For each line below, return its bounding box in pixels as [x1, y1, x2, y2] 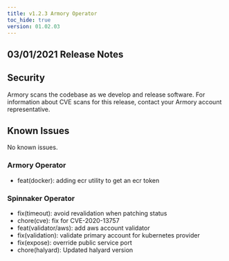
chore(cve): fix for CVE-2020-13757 [17, 216, 120, 224]
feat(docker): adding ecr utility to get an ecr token [17, 176, 160, 184]
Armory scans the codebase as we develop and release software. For [7, 90, 205, 99]
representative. [7, 105, 51, 113]
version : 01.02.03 [7, 23, 60, 30]
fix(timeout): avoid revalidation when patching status [17, 209, 167, 217]
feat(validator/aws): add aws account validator [17, 224, 150, 232]
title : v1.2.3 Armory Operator [7, 10, 98, 17]
